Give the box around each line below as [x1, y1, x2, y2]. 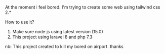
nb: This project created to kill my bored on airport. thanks [5, 44, 124, 49]
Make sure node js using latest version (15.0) [12, 29, 104, 34]
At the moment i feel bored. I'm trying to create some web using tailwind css [5, 4, 161, 10]
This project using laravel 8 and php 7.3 [12, 34, 93, 40]
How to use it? [5, 19, 35, 25]
